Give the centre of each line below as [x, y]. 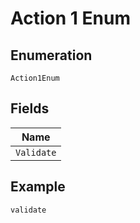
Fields [30, 108]
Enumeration [51, 55]
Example [38, 187]
